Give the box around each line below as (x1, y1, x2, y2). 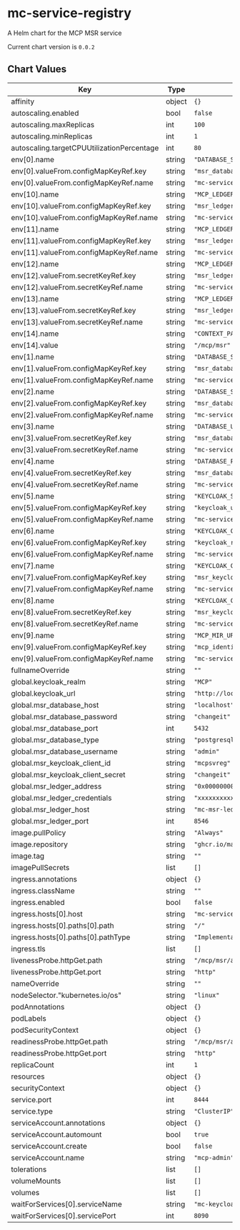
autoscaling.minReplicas (11, 131, 93, 141)
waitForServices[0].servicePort (11, 1211, 116, 1221)
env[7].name (11, 561, 55, 571)
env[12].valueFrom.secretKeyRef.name (11, 282, 144, 292)
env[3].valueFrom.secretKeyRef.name (11, 444, 139, 454)
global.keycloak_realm (11, 676, 86, 686)
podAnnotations (11, 1001, 65, 1011)
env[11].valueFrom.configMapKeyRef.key (11, 236, 151, 246)
